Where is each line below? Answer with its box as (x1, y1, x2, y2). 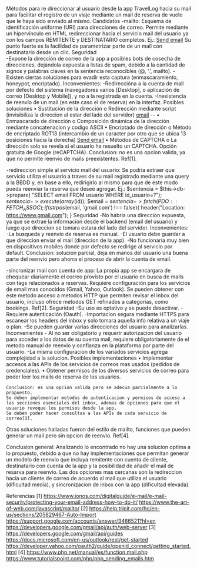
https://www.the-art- (139, 499, 190, 506)
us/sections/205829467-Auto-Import (6, 511, 96, 518)
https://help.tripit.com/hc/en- (89, 504, 160, 511)
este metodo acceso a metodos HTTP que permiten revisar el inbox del (6, 291, 179, 299)
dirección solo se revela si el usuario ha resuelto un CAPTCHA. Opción (6, 142, 177, 150)
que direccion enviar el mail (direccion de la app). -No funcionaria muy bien (6, 237, 189, 244)
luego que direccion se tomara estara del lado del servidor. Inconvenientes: (6, 224, 189, 231)
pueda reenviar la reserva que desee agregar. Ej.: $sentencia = (6, 185, 159, 192)
